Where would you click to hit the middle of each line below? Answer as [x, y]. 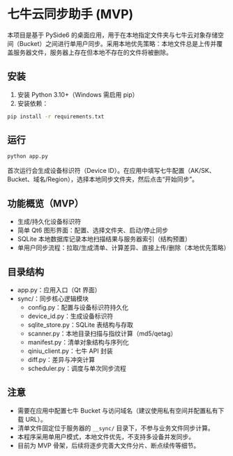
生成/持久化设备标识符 [49, 222]
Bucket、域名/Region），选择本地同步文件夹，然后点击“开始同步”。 [103, 179]
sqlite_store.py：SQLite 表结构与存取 [81, 324]
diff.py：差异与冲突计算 [61, 359]
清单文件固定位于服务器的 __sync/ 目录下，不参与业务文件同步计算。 [115, 428]
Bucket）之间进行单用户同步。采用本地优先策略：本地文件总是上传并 [118, 43]
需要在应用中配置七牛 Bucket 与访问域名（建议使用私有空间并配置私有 [118, 410]
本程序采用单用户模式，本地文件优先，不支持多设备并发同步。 [106, 436]
